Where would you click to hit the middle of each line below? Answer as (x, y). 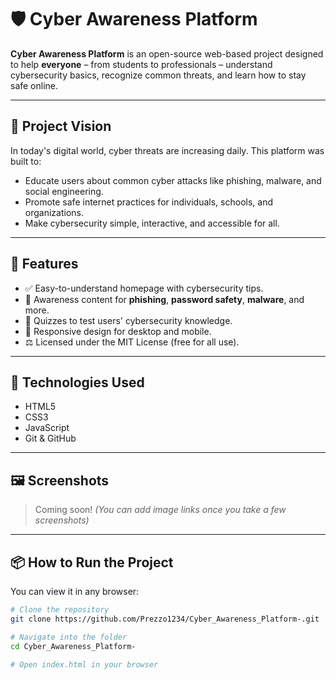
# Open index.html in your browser (84, 664)
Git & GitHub (50, 438)
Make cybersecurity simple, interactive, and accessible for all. (152, 223)
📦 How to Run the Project (92, 562)
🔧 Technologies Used (77, 382)
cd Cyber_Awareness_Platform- (73, 646)
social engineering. (64, 191)
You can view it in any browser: (75, 591)
